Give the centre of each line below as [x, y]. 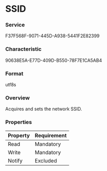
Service [15, 25]
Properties [19, 122]
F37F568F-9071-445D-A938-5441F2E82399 [52, 36]
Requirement [51, 135]
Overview [18, 98]
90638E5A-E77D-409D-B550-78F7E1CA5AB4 [54, 60]
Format [15, 74]
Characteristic [23, 49]
